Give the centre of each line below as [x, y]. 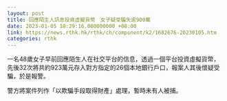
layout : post [26, 13]
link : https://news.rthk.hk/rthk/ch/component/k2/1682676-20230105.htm [112, 32]
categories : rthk [32, 39]
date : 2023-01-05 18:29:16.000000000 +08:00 [72, 26]
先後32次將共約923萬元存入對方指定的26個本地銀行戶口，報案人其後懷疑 [111, 68]
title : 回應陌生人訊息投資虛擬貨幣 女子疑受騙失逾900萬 [79, 20]
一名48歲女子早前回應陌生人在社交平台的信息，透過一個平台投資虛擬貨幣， [113, 59]
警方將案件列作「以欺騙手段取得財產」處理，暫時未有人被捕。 [95, 91]
